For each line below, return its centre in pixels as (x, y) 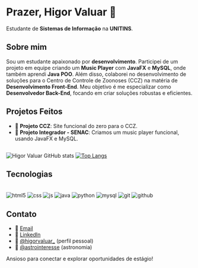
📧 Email (24, 228)
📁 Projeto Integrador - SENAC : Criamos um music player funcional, (97, 132)
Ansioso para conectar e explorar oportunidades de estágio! (80, 259)
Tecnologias (29, 174)
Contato (21, 214)
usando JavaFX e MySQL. (46, 138)
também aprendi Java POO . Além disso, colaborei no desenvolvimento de (96, 74)
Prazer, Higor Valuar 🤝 (61, 12)
